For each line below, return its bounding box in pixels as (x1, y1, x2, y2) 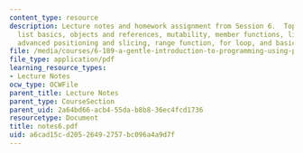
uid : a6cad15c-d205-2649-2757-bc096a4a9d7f (9, 130, 176, 139)
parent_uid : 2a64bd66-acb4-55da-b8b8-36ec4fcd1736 (9, 105, 204, 114)
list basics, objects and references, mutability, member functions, (17, 30, 284, 39)
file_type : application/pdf (9, 55, 115, 64)
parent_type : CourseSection (9, 96, 115, 106)
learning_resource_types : (9, 64, 106, 73)
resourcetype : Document (9, 113, 99, 122)
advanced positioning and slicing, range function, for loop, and (17, 38, 272, 48)
